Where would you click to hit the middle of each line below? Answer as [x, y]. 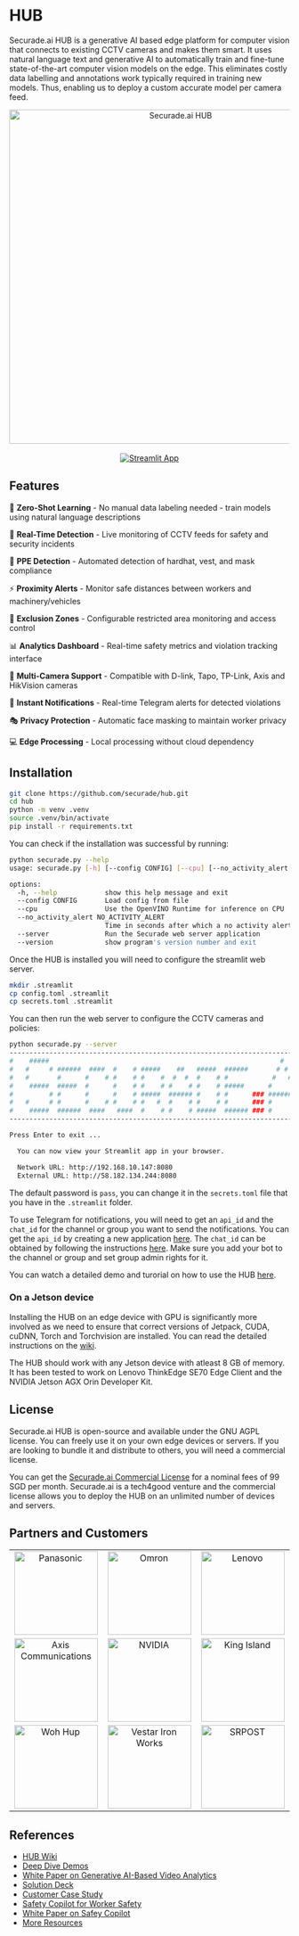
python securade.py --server [63, 1045]
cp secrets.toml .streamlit [61, 1002]
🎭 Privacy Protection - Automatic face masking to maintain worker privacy [148, 720]
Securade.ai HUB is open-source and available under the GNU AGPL [135, 1431]
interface [26, 658]
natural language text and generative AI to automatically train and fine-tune [147, 59]
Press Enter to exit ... [55, 1136]
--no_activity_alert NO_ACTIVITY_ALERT [91, 918]
